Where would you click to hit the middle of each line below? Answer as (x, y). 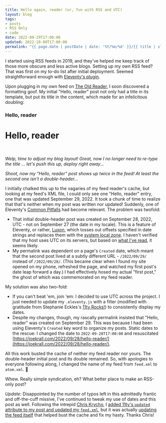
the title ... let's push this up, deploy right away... (55, 164)
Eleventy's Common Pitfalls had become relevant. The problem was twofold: (83, 210)
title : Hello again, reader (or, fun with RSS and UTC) (64, 10)
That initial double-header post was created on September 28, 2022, (82, 219)
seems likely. (25, 246)
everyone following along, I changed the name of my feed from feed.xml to (81, 364)
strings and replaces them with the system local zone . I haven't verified (85, 235)
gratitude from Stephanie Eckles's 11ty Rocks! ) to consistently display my (86, 307)
